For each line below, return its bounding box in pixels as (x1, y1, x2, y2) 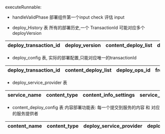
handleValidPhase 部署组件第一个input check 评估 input (12, 14, 125, 20)
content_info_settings (82, 92, 135, 98)
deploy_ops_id (116, 67, 151, 73)
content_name (7, 123, 42, 129)
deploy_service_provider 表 (12, 80, 68, 85)
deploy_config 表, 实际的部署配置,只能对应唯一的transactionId (12, 55, 137, 60)
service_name (7, 92, 42, 98)
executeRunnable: (5, 4, 42, 10)
